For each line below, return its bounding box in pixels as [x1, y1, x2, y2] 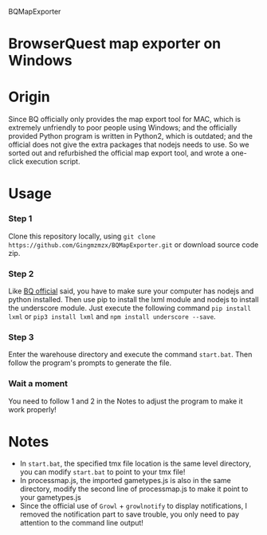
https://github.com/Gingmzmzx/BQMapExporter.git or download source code [8, 239, 259, 250]
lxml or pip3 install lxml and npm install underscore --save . [8, 311, 217, 321]
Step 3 [8, 331, 34, 342]
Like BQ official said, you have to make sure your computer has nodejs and [8, 286, 254, 296]
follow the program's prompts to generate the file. [8, 358, 172, 368]
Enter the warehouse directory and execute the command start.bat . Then [8, 350, 253, 360]
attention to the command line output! [19, 518, 143, 528]
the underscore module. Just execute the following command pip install [8, 303, 251, 313]
